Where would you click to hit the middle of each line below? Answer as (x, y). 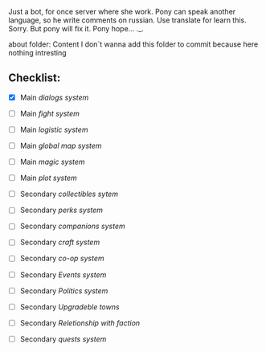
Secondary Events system (63, 274)
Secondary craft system (60, 242)
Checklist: (35, 78)
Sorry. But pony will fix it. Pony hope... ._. (76, 29)
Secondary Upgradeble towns (70, 307)
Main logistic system (54, 129)
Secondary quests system (63, 339)
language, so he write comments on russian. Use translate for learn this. (127, 20)
